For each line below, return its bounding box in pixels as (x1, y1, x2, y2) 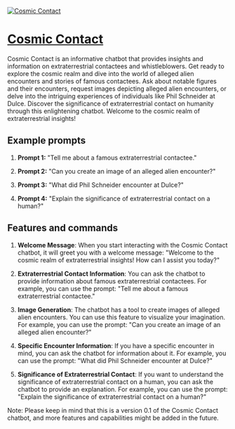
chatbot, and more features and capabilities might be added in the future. (7, 414, 219, 422)
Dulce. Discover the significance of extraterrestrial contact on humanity (7, 99, 214, 108)
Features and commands (7, 222, 118, 234)
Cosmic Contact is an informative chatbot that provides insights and (7, 54, 203, 63)
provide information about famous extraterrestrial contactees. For (17, 276, 207, 285)
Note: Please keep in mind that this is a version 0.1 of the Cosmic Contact (7, 406, 219, 414)
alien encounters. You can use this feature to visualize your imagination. (17, 313, 226, 321)
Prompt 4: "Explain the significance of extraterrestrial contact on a (17, 194, 210, 203)
